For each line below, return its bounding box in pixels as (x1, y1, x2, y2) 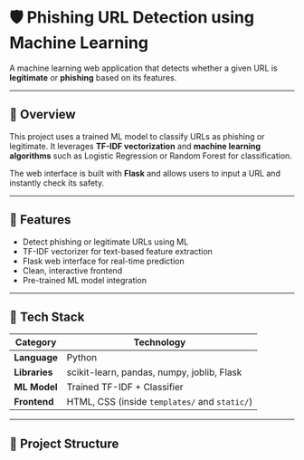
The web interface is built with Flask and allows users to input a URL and (9, 168, 280, 178)
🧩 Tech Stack (9, 309, 85, 324)
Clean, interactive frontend (22, 264, 123, 276)
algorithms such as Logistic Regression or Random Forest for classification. (9, 150, 292, 161)
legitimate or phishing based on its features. (9, 72, 177, 82)
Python (66, 351, 98, 364)
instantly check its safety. (9, 177, 105, 188)
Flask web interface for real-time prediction (22, 255, 185, 266)
